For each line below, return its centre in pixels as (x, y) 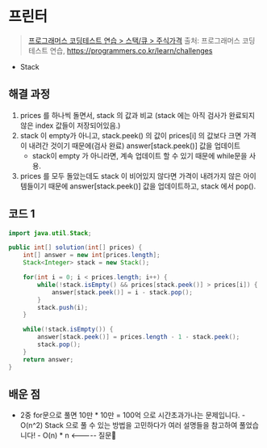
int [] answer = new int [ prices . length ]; (92, 256)
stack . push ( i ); (63, 307)
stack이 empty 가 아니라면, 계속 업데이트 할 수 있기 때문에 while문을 (140, 155)
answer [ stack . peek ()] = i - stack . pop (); (122, 292)
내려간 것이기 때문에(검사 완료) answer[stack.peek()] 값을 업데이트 (134, 146)
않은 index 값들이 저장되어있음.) (70, 125)
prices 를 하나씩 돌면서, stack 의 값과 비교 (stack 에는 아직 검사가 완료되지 (138, 115)
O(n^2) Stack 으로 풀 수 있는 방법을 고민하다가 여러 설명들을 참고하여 (129, 425)
